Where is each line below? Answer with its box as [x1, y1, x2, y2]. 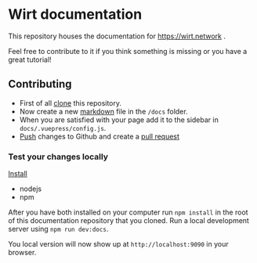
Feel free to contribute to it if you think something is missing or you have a [8, 46, 248, 56]
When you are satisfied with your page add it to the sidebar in [19, 115, 219, 124]
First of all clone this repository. [19, 98, 122, 107]
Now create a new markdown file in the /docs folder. [19, 106, 188, 116]
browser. [8, 248, 37, 258]
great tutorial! [8, 55, 52, 64]
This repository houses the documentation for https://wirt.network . [8, 31, 226, 41]
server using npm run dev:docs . [8, 225, 109, 234]
